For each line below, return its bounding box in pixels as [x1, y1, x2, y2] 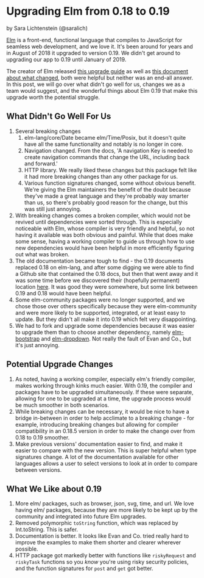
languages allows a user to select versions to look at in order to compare [15, 460, 198, 467]
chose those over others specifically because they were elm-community [15, 302, 197, 309]
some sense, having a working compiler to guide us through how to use [15, 237, 195, 245]
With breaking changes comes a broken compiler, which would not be [15, 212, 191, 219]
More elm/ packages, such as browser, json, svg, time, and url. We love [15, 500, 194, 507]
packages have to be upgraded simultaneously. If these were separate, [15, 388, 194, 396]
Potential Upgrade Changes [6, 359, 114, 370]
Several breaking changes [15, 127, 81, 135]
